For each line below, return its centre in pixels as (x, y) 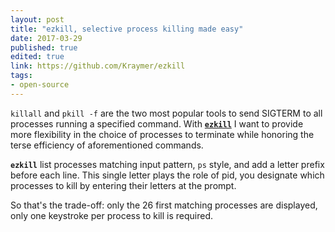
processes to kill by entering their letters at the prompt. (123, 185)
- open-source (40, 85)
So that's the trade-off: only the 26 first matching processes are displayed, (164, 205)
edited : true (37, 57)
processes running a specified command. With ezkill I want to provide (157, 123)
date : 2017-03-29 (46, 38)
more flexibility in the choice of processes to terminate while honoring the (162, 134)
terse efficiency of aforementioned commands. (107, 145)
